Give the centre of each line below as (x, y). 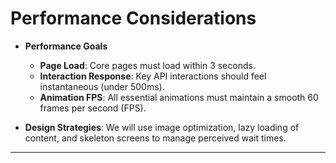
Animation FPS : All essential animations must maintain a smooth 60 (179, 97)
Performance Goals (66, 46)
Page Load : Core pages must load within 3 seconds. (147, 65)
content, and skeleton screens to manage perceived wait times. (155, 138)
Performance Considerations (133, 18)
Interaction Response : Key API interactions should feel (153, 76)
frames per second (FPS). (93, 108)
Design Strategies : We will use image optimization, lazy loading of (162, 127)
